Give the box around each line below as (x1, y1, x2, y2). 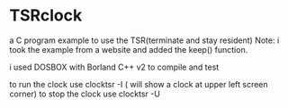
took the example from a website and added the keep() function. (9, 44, 248, 54)
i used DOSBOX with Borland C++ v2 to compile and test (9, 62, 220, 72)
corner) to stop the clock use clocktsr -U (9, 88, 160, 99)
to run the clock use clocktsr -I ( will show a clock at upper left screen (9, 79, 268, 89)
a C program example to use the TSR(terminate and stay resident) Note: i (9, 35, 280, 46)
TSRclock (9, 5, 83, 26)
